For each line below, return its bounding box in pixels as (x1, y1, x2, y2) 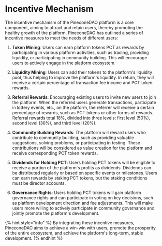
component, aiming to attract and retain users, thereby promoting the (5, 24, 143, 30)
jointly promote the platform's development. (12, 210, 100, 216)
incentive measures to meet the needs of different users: (5, 35, 118, 41)
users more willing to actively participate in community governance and (12, 205, 155, 211)
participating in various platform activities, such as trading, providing (12, 50, 149, 55)
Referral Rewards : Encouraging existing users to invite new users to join (12, 94, 156, 100)
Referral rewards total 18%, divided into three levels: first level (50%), (12, 115, 150, 121)
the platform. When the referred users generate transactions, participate (12, 99, 156, 105)
